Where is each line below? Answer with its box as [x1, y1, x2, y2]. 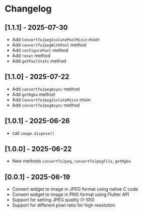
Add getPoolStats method [12, 58, 66, 64]
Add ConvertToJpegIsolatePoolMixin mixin [12, 36, 100, 42]
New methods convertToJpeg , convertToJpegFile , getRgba [12, 158, 131, 164]
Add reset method [12, 52, 51, 59]
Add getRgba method [12, 91, 55, 97]
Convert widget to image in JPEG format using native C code [12, 186, 138, 192]
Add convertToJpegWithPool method [12, 42, 87, 48]
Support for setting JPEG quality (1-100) [12, 197, 95, 203]
